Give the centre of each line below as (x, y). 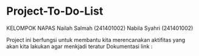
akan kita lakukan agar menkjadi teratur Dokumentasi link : (80, 46)
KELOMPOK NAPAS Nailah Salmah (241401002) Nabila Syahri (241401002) (100, 28)
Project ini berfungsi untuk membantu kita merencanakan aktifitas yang (96, 40)
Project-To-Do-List (55, 11)
